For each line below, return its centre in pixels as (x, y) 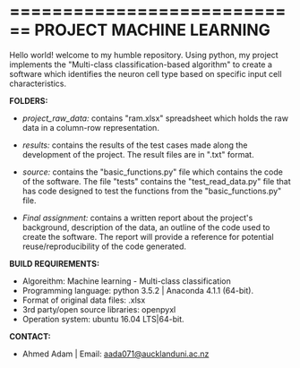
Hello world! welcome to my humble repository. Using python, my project (144, 55)
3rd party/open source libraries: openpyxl (99, 309)
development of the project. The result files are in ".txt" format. (138, 154)
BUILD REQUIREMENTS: (55, 263)
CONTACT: (30, 336)
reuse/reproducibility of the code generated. (104, 246)
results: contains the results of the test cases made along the (135, 145)
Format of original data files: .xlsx (84, 300)
